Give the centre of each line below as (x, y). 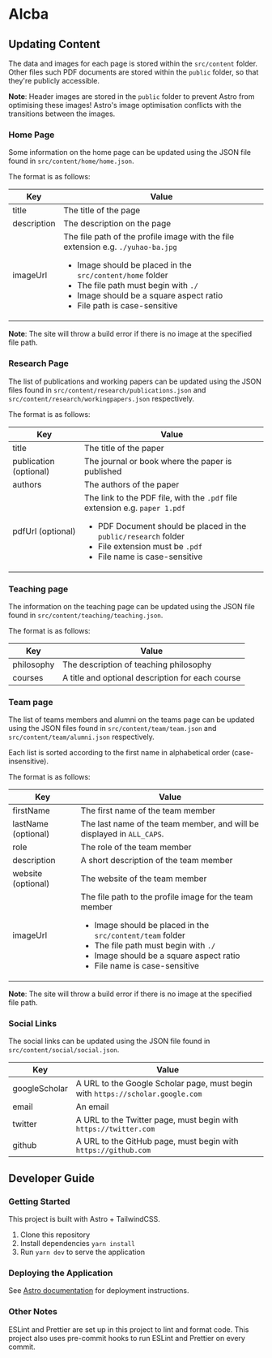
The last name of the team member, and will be (170, 824)
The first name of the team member (148, 810)
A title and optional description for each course (151, 677)
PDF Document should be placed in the (172, 526)
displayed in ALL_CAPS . (122, 834)
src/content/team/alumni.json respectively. (82, 737)
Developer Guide (52, 1178)
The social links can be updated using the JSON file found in (109, 1041)
